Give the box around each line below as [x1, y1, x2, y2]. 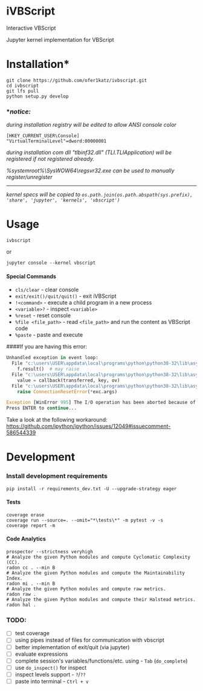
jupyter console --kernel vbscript [6, 260, 96, 266]
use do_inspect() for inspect [14, 664, 87, 671]
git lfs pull [6, 88, 39, 94]
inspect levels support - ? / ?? [14, 670, 86, 678]
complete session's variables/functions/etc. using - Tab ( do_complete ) [14, 657, 188, 664]
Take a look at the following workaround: [6, 416, 108, 423]
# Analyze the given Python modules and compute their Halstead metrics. [6, 596, 196, 603]
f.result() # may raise [17, 366, 80, 372]
